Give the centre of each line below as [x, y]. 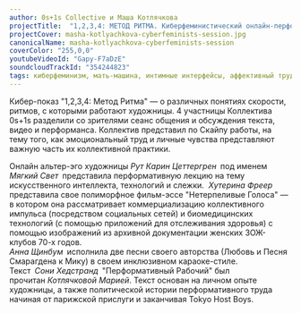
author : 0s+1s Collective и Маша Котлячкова [94, 17]
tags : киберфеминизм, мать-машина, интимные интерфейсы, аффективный [142, 76]
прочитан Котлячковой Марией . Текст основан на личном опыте [133, 280]
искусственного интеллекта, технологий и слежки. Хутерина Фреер [141, 185]
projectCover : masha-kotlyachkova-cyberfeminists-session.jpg [128, 34]
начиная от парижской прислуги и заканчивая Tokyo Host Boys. [132, 299]
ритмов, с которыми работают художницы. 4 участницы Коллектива [141, 110]
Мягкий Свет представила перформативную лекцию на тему [127, 175]
